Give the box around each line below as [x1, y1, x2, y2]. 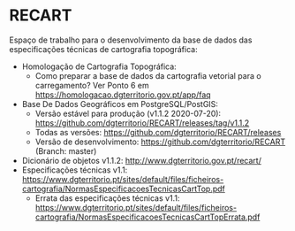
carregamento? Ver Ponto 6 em [34, 80, 150, 90]
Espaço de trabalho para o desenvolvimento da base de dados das [9, 35, 253, 45]
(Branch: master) [34, 145, 97, 156]
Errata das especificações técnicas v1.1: [34, 192, 180, 204]
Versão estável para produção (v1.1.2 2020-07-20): [34, 108, 222, 119]
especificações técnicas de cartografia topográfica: [9, 43, 198, 54]
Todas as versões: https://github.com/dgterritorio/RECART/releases [34, 127, 282, 137]
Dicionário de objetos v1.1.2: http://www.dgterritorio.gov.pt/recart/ [21, 155, 262, 166]
